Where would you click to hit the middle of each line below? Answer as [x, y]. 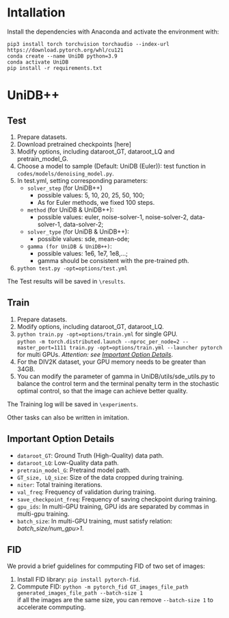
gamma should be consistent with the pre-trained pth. [113, 260]
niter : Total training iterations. [59, 484]
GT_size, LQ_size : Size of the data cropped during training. [100, 477]
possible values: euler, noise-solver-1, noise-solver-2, [113, 217]
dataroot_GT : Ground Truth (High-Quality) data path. [90, 455]
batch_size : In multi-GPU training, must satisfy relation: [95, 521]
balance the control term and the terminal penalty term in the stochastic [118, 383]
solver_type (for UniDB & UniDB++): [78, 232]
